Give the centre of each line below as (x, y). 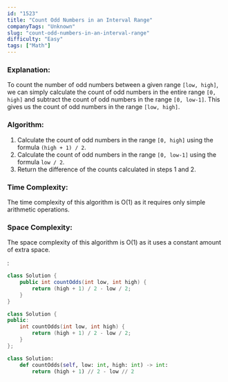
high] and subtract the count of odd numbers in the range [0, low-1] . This (114, 99)
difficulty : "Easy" (35, 39)
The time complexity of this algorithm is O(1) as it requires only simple (106, 202)
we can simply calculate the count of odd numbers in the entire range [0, (112, 92)
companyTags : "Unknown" (41, 26)
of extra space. (29, 250)
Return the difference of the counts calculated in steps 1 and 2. (106, 169)
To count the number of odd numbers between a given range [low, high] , (113, 85)
